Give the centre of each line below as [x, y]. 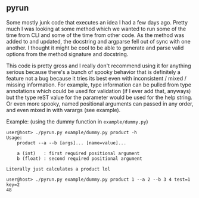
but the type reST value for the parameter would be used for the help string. [99, 97]
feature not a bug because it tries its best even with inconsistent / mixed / [96, 78]
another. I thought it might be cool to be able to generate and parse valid [95, 48]
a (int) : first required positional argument [78, 153]
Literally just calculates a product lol [58, 169]
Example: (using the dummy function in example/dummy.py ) [77, 121]
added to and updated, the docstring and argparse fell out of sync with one [98, 41]
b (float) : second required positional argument [80, 159]
